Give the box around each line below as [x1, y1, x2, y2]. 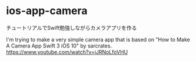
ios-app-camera [6, 4, 88, 18]
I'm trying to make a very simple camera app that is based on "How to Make [6, 36, 190, 43]
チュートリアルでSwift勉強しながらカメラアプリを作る [6, 24, 137, 31]
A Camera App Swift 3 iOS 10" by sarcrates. [6, 42, 112, 49]
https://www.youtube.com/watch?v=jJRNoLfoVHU [6, 48, 128, 55]
